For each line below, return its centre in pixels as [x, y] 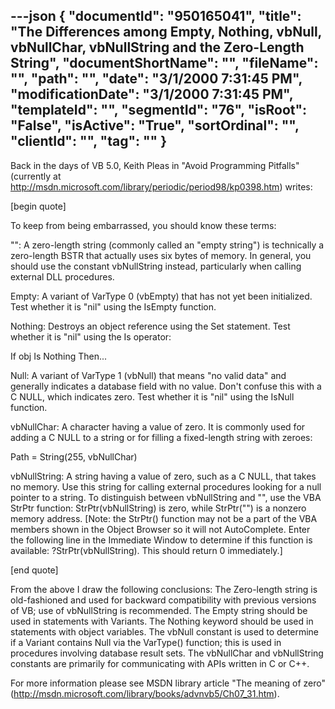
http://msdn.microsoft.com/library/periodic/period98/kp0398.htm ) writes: [161, 186]
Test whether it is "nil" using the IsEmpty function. [113, 306]
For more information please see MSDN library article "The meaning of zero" [168, 683]
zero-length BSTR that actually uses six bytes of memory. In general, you [161, 255]
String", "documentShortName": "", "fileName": [164, 63]
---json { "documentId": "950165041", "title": [156, 16]
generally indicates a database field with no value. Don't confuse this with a [166, 386]
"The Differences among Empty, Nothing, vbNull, [166, 32]
